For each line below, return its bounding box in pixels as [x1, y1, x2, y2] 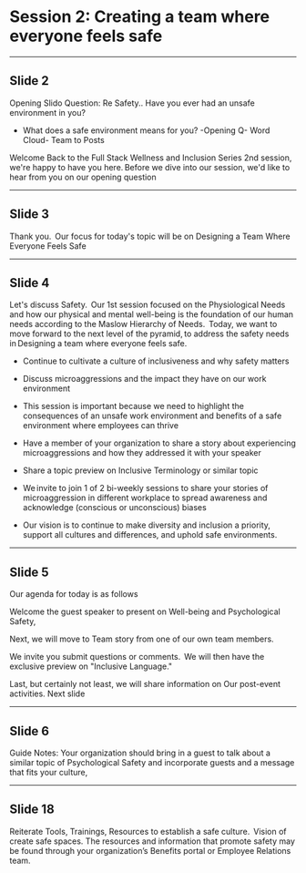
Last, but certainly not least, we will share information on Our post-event [9, 679, 280, 690]
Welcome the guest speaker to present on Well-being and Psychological [9, 606, 280, 617]
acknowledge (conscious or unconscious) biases [22, 502, 207, 513]
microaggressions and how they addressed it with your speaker [22, 447, 262, 458]
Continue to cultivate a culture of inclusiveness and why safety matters [22, 355, 290, 366]
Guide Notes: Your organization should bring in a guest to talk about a [9, 747, 271, 758]
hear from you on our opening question [9, 171, 157, 182]
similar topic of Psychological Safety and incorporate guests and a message [9, 757, 295, 767]
